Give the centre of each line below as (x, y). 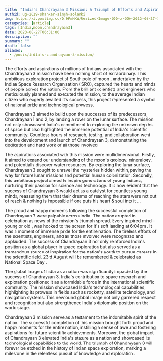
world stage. (17, 308)
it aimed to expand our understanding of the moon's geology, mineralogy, (79, 160)
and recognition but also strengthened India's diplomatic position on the (77, 303)
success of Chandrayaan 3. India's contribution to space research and (75, 277)
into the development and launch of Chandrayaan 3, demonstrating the (76, 140)
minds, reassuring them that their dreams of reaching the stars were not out (81, 196)
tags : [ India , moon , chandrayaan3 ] (39, 28)
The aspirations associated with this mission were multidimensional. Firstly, (80, 155)
